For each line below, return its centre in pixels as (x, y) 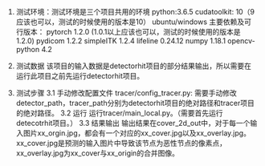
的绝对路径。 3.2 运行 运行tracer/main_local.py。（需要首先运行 (119, 113)
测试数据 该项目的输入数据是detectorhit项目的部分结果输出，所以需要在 (133, 66)
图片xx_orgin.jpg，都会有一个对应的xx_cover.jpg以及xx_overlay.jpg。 (137, 133)
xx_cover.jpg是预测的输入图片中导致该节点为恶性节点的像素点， (121, 143)
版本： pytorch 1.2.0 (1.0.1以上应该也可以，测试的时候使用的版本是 (132, 32)
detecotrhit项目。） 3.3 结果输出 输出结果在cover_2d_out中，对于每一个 (133, 123)
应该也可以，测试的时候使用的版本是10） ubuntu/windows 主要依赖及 (130, 22)
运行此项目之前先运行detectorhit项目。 (80, 76)
